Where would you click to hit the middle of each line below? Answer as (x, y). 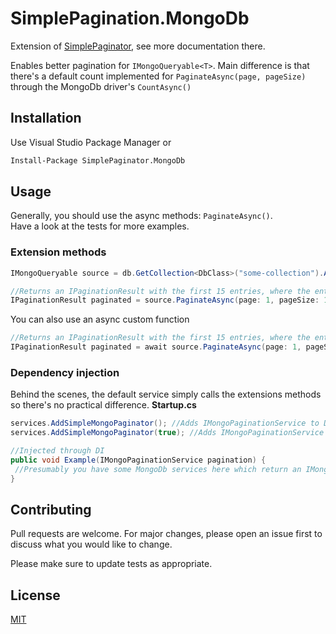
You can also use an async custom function (100, 319)
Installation (46, 118)
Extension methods (58, 252)
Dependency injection (65, 373)
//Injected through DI (57, 451)
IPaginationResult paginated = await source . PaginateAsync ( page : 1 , (156, 347)
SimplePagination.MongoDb (130, 18)
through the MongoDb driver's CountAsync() (101, 86)
